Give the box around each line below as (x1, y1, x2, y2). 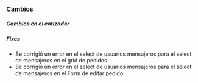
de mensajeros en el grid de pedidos (15, 57, 108, 64)
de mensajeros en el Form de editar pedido (15, 70, 124, 77)
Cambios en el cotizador (6, 20, 70, 27)
